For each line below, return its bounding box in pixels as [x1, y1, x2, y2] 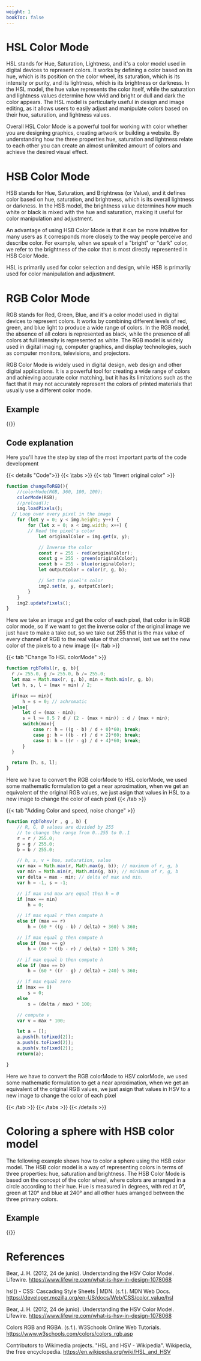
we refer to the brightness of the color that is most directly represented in [6, 246, 188, 253]
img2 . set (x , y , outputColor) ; [38, 583, 114, 589]
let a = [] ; [17, 1028, 47, 1034]
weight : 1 [6, 8, 31, 15]
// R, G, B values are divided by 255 [17, 825, 114, 831]
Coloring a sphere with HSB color [6, 1124, 175, 1138]
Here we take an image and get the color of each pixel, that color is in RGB [6, 616, 190, 624]
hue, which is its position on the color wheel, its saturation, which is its [6, 73, 180, 80]
